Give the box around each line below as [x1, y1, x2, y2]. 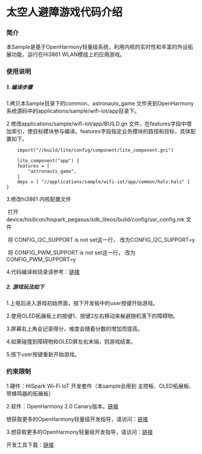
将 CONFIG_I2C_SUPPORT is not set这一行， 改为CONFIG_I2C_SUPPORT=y [7, 236, 195, 244]
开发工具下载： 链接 [6, 441, 54, 448]
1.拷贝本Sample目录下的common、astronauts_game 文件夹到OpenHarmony [6, 100, 194, 107]
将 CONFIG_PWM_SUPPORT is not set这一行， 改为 [7, 249, 136, 256]
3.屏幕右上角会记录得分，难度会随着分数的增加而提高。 [6, 325, 144, 332]
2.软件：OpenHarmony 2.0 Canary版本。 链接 [6, 402, 119, 410]
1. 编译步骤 [6, 84, 33, 90]
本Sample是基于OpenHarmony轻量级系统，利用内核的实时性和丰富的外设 [6, 43, 188, 51]
